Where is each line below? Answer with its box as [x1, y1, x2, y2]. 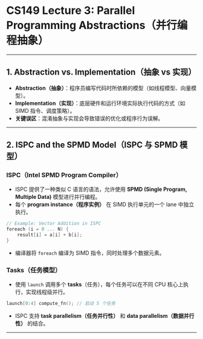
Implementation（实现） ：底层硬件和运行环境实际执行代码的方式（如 [14, 99, 185, 107]
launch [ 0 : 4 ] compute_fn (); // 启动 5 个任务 [6, 301, 116, 307]
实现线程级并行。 [25, 289, 68, 296]
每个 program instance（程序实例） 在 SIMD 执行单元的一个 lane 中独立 [14, 201, 195, 208]
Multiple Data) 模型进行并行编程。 [14, 193, 101, 201]
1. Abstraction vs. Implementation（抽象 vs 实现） [6, 67, 196, 78]
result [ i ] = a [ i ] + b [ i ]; [17, 232, 83, 238]
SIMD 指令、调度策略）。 [14, 107, 76, 114]
